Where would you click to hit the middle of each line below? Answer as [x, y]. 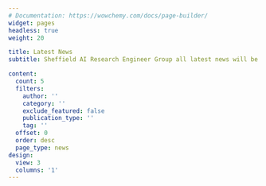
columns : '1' [37, 170]
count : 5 [30, 81]
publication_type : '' [58, 118]
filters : [30, 88]
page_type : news [42, 148]
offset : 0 [31, 133]
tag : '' [35, 126]
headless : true [33, 30]
